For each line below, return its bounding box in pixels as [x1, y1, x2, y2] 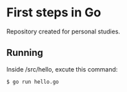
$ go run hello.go [6, 78, 59, 85]
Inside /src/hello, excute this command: [6, 65, 118, 73]
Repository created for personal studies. [6, 27, 121, 35]
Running [6, 47, 44, 59]
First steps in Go [6, 5, 102, 20]
